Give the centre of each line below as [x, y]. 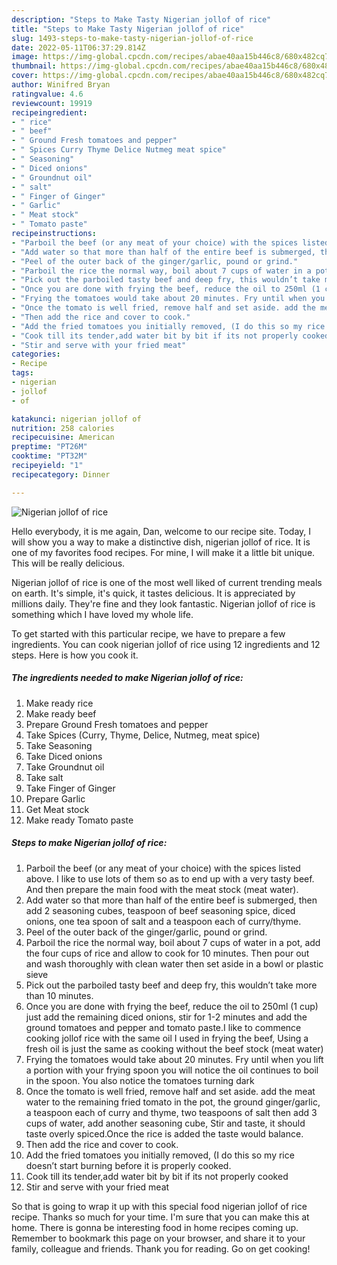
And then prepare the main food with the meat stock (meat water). [162, 889]
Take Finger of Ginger [70, 788]
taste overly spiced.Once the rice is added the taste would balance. [164, 1133]
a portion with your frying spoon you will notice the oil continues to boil [172, 1070]
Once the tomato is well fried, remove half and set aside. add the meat [170, 1091]
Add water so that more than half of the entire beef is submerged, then [171, 900]
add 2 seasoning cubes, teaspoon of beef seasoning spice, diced [160, 910]
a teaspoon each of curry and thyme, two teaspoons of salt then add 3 [171, 1112]
